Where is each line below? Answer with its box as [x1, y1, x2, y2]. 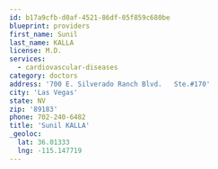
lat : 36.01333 [17, 138, 70, 147]
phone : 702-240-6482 [9, 113, 87, 122]
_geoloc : [9, 130, 42, 139]
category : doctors [9, 72, 78, 80]
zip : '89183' [9, 105, 58, 114]
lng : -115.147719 [17, 146, 83, 155]
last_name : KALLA [9, 38, 74, 47]
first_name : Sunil [9, 30, 78, 38]
